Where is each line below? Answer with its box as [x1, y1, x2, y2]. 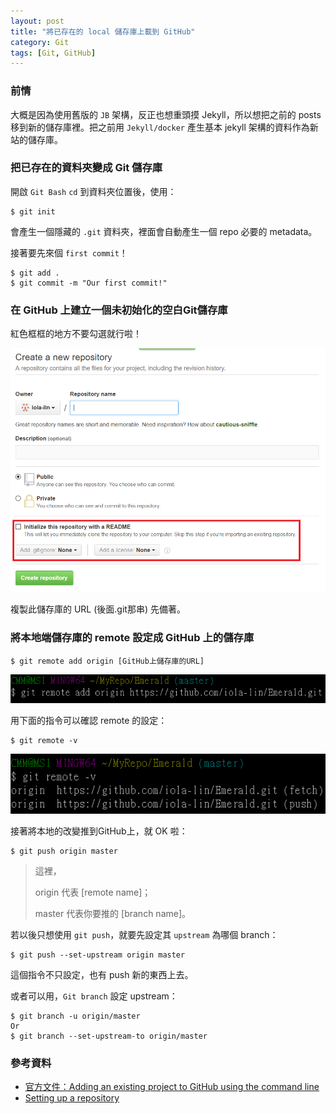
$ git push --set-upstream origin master [10, 950, 186, 960]
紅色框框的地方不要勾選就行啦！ [10, 328, 142, 340]
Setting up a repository [24, 1092, 120, 1104]
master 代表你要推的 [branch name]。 [34, 907, 192, 919]
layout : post [10, 16, 65, 26]
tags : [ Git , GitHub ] [10, 48, 97, 58]
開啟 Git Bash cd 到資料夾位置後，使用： [10, 185, 177, 197]
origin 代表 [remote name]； [34, 886, 152, 898]
